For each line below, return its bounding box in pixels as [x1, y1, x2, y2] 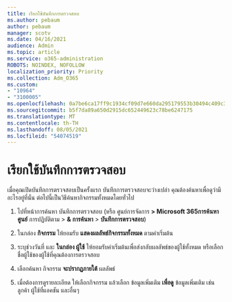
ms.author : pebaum [7, 17, 60, 24]
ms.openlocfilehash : [7, 100, 67, 107]
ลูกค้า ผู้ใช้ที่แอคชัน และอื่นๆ [17, 286, 79, 294]
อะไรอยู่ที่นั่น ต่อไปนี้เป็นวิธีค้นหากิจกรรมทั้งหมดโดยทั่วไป [7, 193, 135, 202]
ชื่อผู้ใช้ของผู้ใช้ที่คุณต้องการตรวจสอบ [17, 251, 100, 259]
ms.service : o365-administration [7, 55, 104, 62]
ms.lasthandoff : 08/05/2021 [7, 126, 88, 133]
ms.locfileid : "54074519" [7, 132, 81, 139]
